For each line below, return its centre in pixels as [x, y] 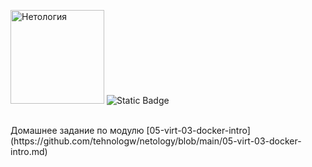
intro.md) [29, 151]
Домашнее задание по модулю [77, 130]
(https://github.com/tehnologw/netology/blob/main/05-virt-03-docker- [156, 141]
